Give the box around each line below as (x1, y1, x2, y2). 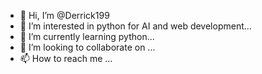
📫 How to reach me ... (19, 53, 113, 64)
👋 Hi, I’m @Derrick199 (19, 10, 110, 21)
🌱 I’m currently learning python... (19, 31, 155, 42)
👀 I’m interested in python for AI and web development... (19, 20, 252, 32)
